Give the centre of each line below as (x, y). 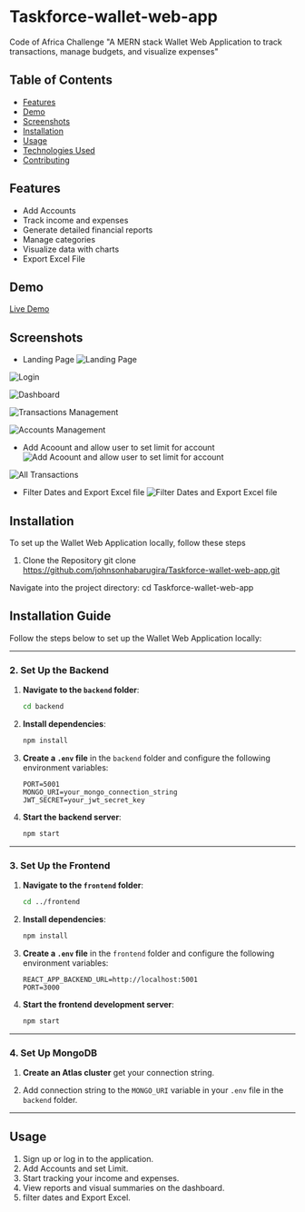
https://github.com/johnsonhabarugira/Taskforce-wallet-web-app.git (151, 570)
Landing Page (49, 360)
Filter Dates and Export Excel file (84, 492)
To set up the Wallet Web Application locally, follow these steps (128, 543)
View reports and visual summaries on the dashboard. (123, 1187)
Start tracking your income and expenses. (101, 1177)
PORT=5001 (41, 784)
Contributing (46, 160)
